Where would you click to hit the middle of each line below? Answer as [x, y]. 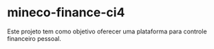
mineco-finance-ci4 [66, 13]
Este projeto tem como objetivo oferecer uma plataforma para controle [107, 31]
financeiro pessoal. [34, 38]
